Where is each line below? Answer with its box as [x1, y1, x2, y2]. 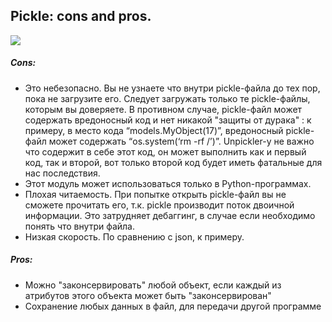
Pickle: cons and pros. [10, 8, 152, 25]
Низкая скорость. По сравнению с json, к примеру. [24, 230, 245, 243]
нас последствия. [24, 167, 101, 179]
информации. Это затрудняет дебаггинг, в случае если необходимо [24, 209, 316, 221]
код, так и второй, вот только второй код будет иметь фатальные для [24, 156, 323, 168]
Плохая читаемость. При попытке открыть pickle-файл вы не [24, 188, 287, 200]
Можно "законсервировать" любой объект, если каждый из [24, 279, 282, 291]
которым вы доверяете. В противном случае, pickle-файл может [24, 103, 303, 115]
